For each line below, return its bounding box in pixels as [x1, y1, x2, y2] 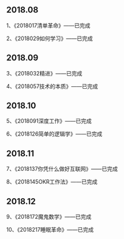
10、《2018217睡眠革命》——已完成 [6, 226, 94, 234]
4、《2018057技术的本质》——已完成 [6, 82, 98, 90]
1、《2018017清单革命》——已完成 [6, 21, 91, 29]
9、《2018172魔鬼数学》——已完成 [6, 213, 92, 221]
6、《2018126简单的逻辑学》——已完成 [6, 130, 103, 137]
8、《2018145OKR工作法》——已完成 [6, 178, 98, 185]
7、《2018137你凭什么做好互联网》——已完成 [6, 165, 118, 173]
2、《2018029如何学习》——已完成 [6, 35, 93, 42]
